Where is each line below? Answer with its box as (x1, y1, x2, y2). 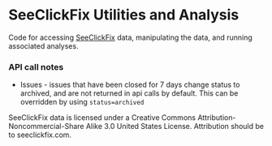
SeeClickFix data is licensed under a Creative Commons (8, 113, 196, 122)
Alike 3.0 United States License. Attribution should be (85, 122, 264, 131)
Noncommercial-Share (8, 122, 84, 131)
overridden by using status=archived (19, 97, 145, 107)
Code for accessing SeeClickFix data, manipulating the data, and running (8, 32, 253, 42)
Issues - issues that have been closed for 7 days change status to (19, 79, 240, 90)
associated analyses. (8, 41, 79, 50)
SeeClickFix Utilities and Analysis (8, 6, 240, 24)
